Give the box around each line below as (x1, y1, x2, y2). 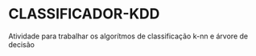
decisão (8, 39, 35, 49)
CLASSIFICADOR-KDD (8, 5, 160, 23)
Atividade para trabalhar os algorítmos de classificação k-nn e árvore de (8, 31, 248, 41)
